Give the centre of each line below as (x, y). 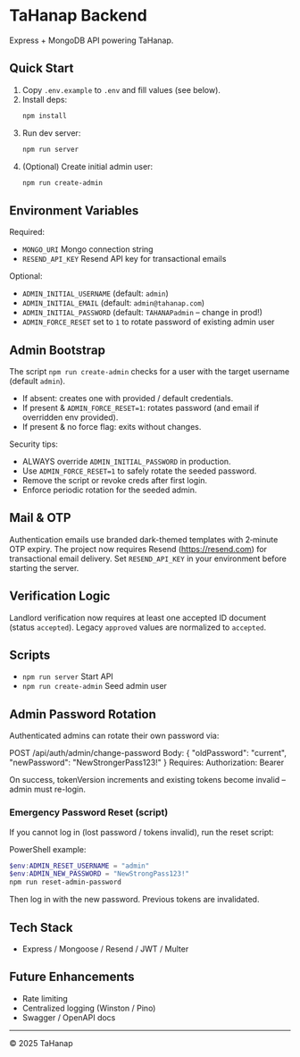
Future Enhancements (72, 977)
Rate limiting (45, 998)
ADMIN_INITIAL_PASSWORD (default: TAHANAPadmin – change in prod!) (142, 313)
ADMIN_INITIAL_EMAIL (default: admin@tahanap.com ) (113, 303)
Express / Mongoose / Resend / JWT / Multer (105, 949)
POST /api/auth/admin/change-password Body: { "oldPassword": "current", (148, 753)
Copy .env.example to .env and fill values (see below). (121, 89)
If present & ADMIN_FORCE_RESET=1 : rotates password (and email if (141, 408)
